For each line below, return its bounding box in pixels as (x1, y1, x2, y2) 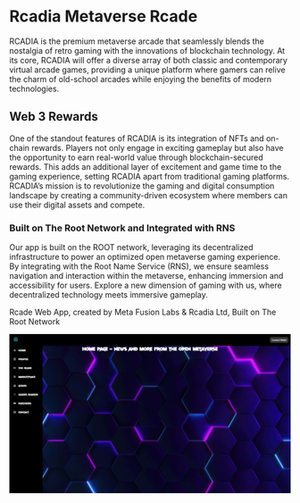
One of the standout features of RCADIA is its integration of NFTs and (9, 132, 265, 144)
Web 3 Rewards (9, 109, 98, 124)
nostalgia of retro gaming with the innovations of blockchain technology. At (9, 45, 286, 55)
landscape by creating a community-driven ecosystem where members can (9, 189, 288, 200)
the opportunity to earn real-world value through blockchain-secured (9, 152, 263, 163)
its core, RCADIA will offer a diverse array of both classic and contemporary (9, 54, 288, 65)
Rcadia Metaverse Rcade (9, 6, 198, 27)
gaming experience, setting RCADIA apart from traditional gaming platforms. (9, 171, 290, 181)
